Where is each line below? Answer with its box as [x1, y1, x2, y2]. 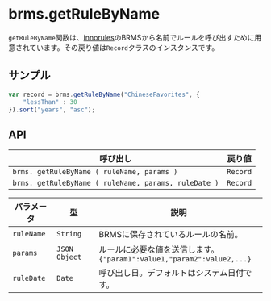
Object [56, 253, 82, 262]
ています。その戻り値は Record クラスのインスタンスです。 [29, 42, 219, 52]
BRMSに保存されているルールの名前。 [98, 229, 244, 240]
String [56, 229, 82, 239]
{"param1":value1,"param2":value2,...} [98, 255, 252, 264]
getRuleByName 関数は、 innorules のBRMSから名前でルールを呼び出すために [8, 32, 255, 42]
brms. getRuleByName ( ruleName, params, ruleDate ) [12, 178, 219, 188]
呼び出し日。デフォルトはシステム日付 [98, 267, 244, 278]
